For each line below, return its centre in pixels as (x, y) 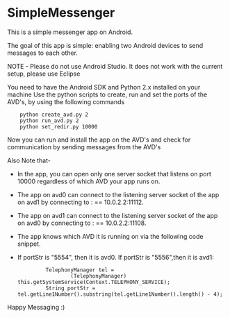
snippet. (29, 244)
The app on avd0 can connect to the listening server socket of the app (118, 194)
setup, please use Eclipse (44, 74)
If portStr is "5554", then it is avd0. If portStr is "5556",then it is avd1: (115, 257)
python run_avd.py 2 (49, 120)
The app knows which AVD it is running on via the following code (110, 236)
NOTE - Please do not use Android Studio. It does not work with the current (115, 66)
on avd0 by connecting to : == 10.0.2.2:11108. (82, 223)
